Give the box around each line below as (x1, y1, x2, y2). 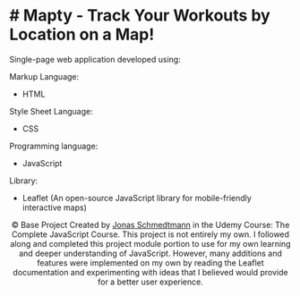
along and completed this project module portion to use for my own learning (10, 238, 291, 249)
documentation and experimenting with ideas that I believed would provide (13, 266, 288, 277)
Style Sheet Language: (9, 106, 93, 116)
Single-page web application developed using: (9, 54, 181, 64)
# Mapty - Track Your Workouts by (9, 5, 270, 26)
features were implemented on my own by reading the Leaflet (37, 257, 264, 268)
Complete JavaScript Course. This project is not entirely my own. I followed (12, 229, 289, 240)
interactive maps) (21, 202, 88, 213)
